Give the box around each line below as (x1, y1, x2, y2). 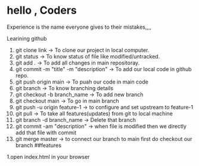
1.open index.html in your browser (7, 153, 90, 160)
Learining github (7, 35, 47, 42)
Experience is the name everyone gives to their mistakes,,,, (7, 23, 151, 30)
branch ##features (15, 142, 62, 149)
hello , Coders (7, 4, 77, 17)
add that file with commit (15, 129, 77, 136)
